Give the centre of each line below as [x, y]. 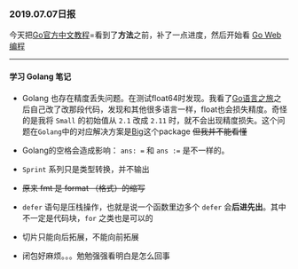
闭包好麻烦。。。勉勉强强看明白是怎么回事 [96, 256]
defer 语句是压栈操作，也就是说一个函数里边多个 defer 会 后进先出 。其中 [154, 207]
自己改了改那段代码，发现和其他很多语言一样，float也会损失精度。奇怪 [159, 109]
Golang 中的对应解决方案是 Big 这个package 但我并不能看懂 [142, 131]
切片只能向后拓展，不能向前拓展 [80, 236]
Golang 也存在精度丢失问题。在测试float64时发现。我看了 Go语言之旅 [148, 98]
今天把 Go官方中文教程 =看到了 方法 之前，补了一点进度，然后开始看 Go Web [145, 35]
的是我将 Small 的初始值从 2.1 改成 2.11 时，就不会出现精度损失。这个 [149, 120]
